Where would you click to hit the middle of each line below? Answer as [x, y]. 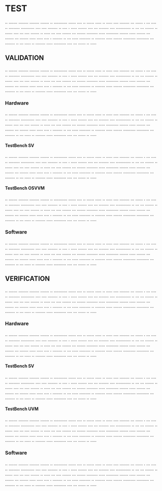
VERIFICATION [27, 279]
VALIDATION [24, 58]
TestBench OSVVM [25, 188]
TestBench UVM [22, 409]
